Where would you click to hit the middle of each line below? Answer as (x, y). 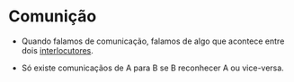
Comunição (53, 16)
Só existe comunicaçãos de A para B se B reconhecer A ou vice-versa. (152, 68)
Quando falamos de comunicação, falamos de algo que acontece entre (153, 41)
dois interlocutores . (57, 50)
